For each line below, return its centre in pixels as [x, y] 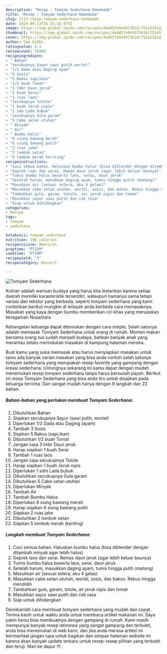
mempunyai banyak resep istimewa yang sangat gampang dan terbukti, [79, 625]
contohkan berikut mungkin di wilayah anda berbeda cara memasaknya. [79, 306]
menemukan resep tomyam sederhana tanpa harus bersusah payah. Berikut [83, 373]
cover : [12, 38]
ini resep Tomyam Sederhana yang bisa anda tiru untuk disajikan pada [77, 378]
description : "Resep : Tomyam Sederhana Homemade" [59, 10]
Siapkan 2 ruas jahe [33, 513]
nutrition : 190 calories [31, 240]
